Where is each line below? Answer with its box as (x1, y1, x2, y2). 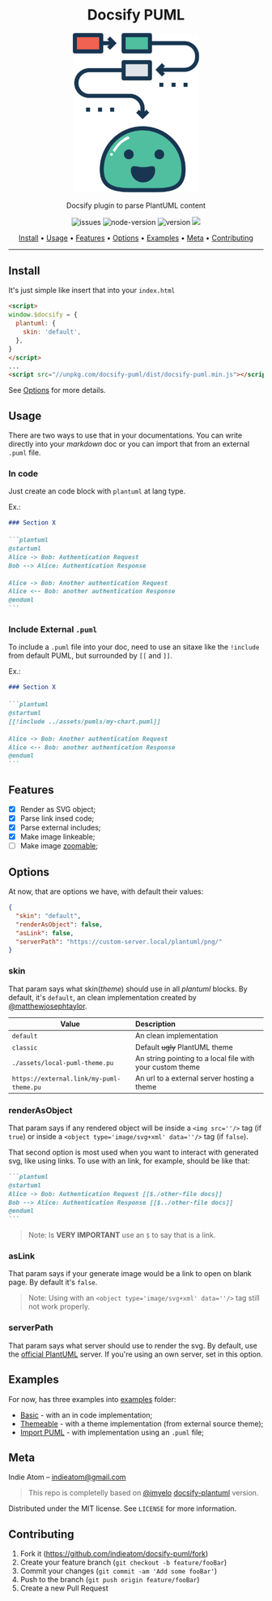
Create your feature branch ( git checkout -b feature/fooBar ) (19, 1557, 227, 1568)
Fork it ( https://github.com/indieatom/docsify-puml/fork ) (19, 1549, 209, 1559)
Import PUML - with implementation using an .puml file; (19, 1427, 205, 1437)
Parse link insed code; (19, 813, 95, 823)
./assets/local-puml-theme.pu (11, 1059, 114, 1068)
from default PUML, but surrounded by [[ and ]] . (8, 651, 172, 661)
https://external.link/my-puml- (11, 1075, 121, 1083)
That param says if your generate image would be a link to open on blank (8, 1269, 253, 1279)
